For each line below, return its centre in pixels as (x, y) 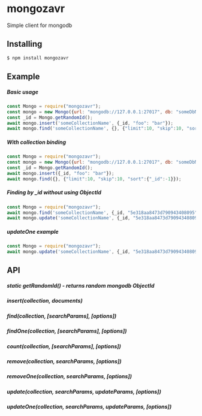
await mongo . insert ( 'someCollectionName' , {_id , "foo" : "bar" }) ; (90, 123)
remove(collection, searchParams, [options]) (64, 361)
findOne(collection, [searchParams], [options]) (67, 331)
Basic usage (22, 92)
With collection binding (37, 142)
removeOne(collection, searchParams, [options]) (70, 376)
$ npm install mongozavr (38, 58)
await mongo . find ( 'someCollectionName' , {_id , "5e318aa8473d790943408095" (102, 212)
